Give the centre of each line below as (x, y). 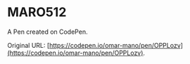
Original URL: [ (28, 45)
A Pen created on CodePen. (47, 32)
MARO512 (37, 12)
